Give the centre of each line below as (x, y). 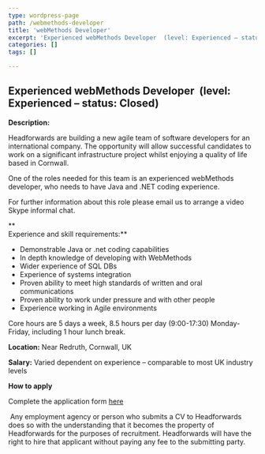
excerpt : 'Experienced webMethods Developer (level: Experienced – (123, 38)
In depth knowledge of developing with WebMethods (105, 257)
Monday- (225, 323)
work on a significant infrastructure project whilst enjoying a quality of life (128, 154)
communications (47, 291)
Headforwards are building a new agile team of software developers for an (129, 137)
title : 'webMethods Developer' (60, 30)
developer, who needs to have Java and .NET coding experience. (114, 186)
